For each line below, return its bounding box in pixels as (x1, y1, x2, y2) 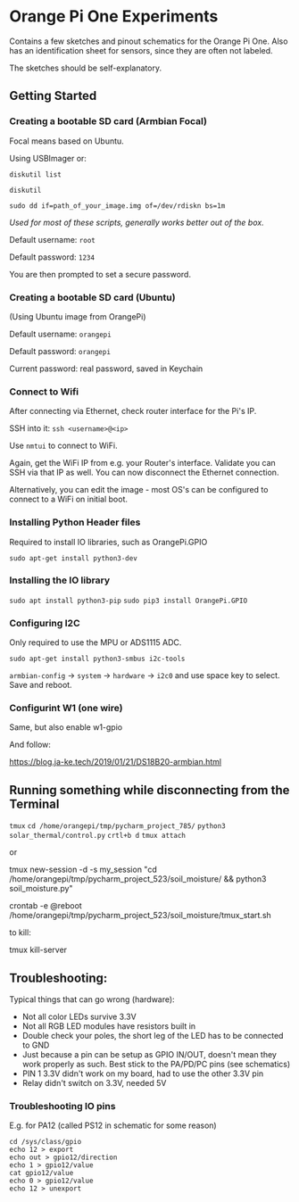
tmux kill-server (9, 944, 68, 956)
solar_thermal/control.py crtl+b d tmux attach (9, 832, 186, 841)
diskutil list (9, 170, 62, 179)
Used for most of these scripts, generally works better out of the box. (9, 217, 265, 228)
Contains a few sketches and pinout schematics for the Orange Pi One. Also (9, 36, 288, 46)
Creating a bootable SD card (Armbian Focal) (9, 115, 208, 128)
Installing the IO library (9, 574, 110, 586)
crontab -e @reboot (9, 900, 82, 911)
